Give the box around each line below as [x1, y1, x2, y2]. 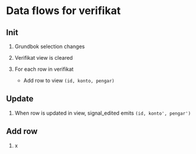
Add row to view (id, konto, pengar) [23, 77, 115, 84]
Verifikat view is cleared [14, 54, 73, 61]
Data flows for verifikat [6, 4, 121, 18]
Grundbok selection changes [14, 43, 85, 50]
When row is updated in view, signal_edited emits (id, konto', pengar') [14, 109, 191, 117]
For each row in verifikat [14, 66, 74, 73]
